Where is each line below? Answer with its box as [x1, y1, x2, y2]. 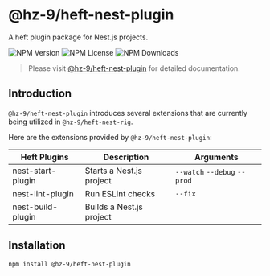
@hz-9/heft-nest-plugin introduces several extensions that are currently [8, 108, 247, 117]
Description [103, 151, 149, 163]
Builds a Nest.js [84, 201, 143, 212]
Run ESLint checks [84, 187, 155, 199]
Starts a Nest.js [84, 165, 142, 176]
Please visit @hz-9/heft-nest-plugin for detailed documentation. [27, 63, 241, 73]
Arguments [194, 151, 239, 163]
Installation [8, 239, 66, 253]
